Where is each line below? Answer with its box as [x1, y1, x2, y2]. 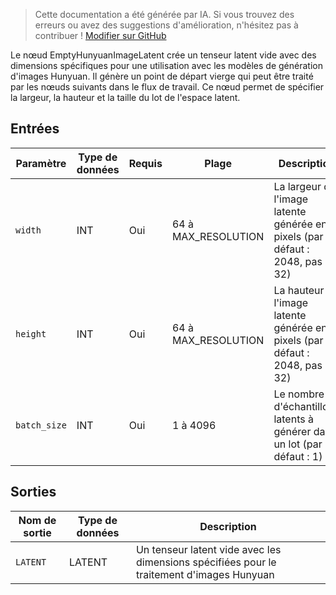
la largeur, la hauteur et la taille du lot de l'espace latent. [10, 92, 241, 103]
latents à [273, 412, 314, 426]
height [15, 328, 47, 339]
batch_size [15, 419, 67, 431]
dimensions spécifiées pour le [135, 555, 277, 569]
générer [273, 424, 312, 438]
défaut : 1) [273, 449, 323, 463]
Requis [128, 156, 163, 170]
